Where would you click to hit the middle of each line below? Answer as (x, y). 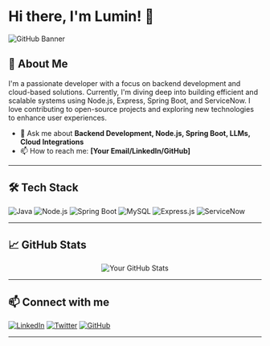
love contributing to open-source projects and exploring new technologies (131, 109)
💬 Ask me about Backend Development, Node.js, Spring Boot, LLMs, (135, 133)
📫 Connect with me (59, 302)
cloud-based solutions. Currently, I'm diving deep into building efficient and (133, 92)
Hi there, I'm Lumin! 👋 (81, 16)
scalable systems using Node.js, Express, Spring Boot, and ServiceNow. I (129, 101)
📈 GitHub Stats (47, 245)
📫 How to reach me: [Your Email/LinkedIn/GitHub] (105, 150)
